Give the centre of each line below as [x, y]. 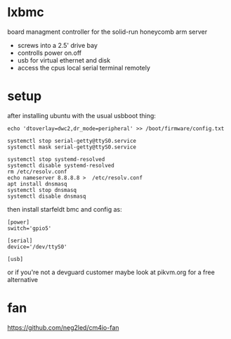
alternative [23, 279]
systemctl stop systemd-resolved [56, 159]
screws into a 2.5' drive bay [58, 45]
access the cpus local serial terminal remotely [84, 68]
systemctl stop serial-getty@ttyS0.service [72, 141]
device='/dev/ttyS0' [38, 247]
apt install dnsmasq [38, 184]
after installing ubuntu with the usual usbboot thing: [82, 115]
